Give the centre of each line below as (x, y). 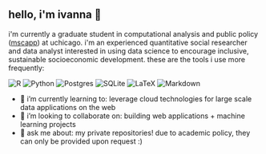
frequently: (26, 68)
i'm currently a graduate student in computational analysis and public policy (133, 34)
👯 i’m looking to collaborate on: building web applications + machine (133, 116)
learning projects (48, 124)
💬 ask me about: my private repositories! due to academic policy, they (135, 132)
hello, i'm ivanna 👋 (55, 15)
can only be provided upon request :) (81, 141)
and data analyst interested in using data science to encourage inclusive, (129, 51)
